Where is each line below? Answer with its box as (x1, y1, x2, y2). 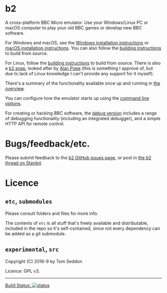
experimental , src (5, 245, 59, 254)
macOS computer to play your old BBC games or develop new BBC (5, 24, 142, 30)
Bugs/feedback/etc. (5, 138, 90, 149)
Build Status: (5, 282, 31, 288)
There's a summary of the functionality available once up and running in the (5, 80, 161, 86)
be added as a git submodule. (5, 230, 66, 237)
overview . (5, 85, 25, 91)
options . (5, 100, 22, 106)
